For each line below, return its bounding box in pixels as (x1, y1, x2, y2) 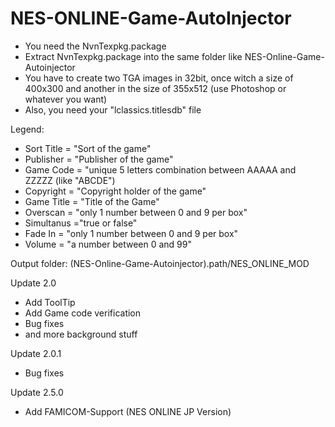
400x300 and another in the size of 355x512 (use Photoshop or (24, 82, 287, 94)
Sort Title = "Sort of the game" (24, 142, 152, 154)
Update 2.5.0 (10, 386, 64, 398)
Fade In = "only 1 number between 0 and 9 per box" (24, 227, 239, 239)
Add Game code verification (24, 307, 142, 319)
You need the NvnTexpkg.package (24, 40, 167, 52)
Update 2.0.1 (10, 347, 62, 359)
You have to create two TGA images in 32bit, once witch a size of (24, 72, 294, 84)
